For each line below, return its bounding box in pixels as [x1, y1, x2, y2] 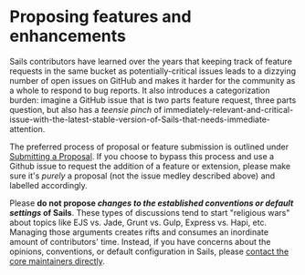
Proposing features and [9, 6, 192, 27]
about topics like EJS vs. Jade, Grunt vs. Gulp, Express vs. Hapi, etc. [9, 217, 268, 228]
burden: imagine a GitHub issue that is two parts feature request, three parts [9, 94, 297, 106]
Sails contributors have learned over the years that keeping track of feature [9, 56, 292, 66]
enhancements [9, 25, 126, 46]
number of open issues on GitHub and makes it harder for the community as [9, 75, 296, 86]
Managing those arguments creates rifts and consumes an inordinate [9, 226, 269, 238]
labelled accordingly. [9, 179, 89, 190]
